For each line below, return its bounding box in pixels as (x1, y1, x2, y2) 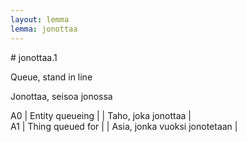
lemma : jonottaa (10, 24, 78, 34)
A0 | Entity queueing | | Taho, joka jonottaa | (10, 109, 192, 121)
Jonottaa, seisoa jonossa (10, 90, 113, 102)
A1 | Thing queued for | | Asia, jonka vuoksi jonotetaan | (10, 120, 238, 132)
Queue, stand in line (10, 71, 93, 83)
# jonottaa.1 (10, 51, 58, 63)
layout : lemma (10, 14, 70, 25)
